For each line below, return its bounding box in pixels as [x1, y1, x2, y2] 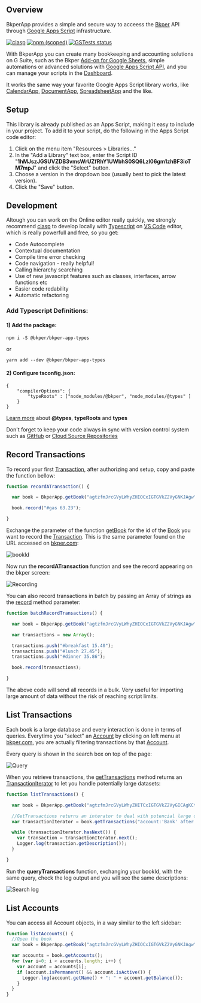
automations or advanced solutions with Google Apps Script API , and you [6, 63, 187, 70]
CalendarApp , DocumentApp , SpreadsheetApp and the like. [6, 87, 153, 95]
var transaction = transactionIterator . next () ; [17, 835, 138, 841]
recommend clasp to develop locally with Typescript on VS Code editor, [6, 223, 183, 230]
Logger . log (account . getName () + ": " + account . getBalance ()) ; [22, 975, 184, 981]
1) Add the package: [6, 321, 57, 328]
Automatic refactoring [14, 292, 69, 299]
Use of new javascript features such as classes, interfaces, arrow [14, 273, 176, 280]
